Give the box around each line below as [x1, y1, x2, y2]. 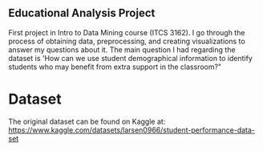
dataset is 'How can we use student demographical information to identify [8, 53, 253, 63]
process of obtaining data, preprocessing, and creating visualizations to [8, 36, 246, 46]
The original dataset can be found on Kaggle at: [8, 116, 166, 126]
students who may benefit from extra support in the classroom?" [8, 62, 222, 71]
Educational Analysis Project [8, 6, 156, 20]
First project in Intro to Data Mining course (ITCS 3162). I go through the [8, 27, 245, 37]
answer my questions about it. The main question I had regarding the [8, 44, 236, 55]
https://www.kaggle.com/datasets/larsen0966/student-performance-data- [8, 124, 255, 135]
